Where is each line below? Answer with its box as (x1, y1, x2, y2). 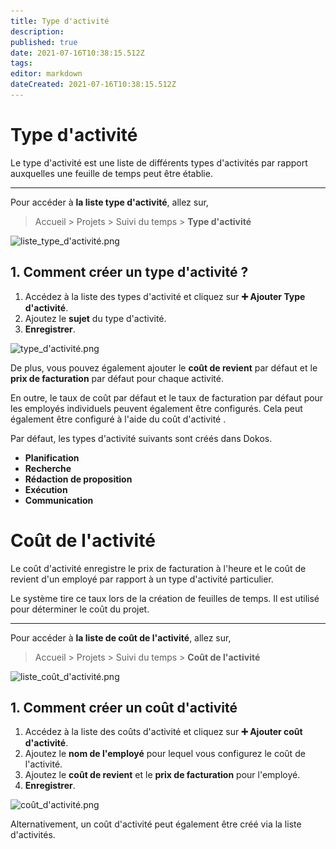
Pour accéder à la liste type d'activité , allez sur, (10, 196, 209, 208)
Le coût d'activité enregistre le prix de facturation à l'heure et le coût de (10, 562, 307, 574)
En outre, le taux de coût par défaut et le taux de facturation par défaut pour (10, 391, 324, 404)
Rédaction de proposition (24, 473, 133, 485)
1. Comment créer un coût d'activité (10, 699, 238, 716)
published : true (10, 37, 78, 47)
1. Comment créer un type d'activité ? (10, 264, 249, 281)
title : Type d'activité (10, 16, 110, 26)
